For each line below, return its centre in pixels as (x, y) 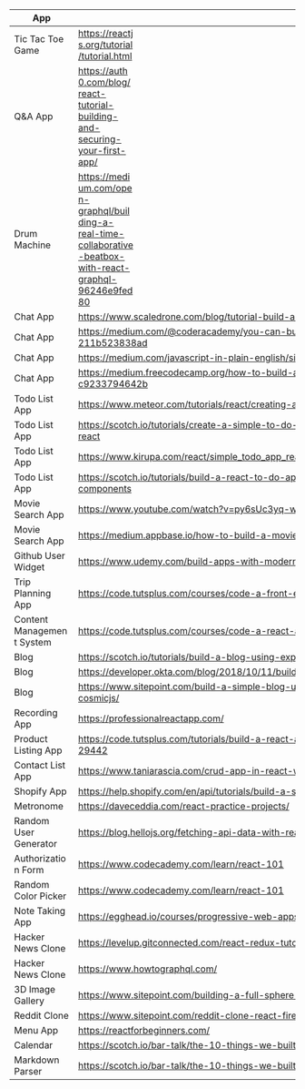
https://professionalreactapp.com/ (151, 718)
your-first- (103, 151)
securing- (100, 139)
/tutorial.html (105, 56)
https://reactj (106, 33)
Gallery (30, 1001)
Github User (39, 556)
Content (31, 620)
